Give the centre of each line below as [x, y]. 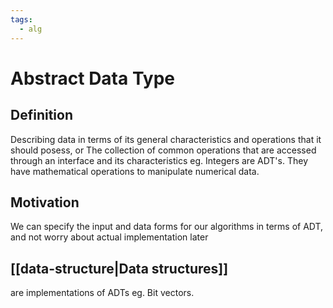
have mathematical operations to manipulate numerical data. [135, 171]
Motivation [45, 202]
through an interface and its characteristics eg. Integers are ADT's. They [159, 160]
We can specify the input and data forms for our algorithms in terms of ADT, [167, 227]
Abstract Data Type [93, 78]
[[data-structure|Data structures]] [119, 268]
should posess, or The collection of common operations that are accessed [163, 150]
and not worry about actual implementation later [109, 237]
